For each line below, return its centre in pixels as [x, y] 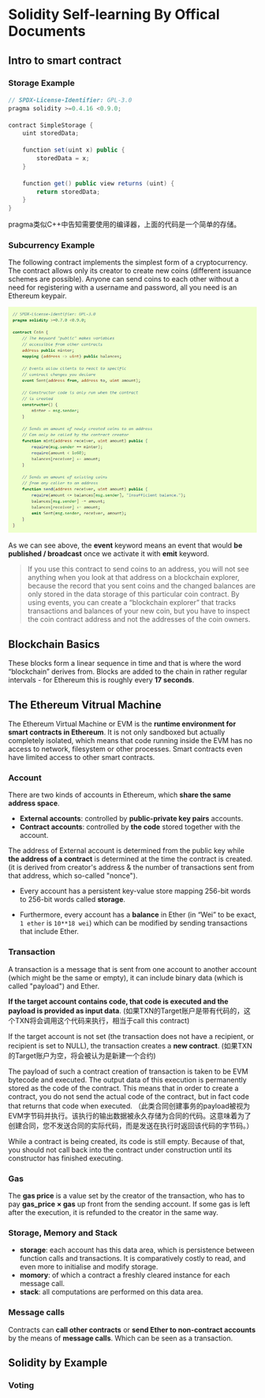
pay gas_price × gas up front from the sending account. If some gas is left [129, 1204]
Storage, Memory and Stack [63, 1232]
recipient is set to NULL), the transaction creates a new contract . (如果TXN [130, 1045]
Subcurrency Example [52, 245]
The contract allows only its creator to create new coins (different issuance [130, 271]
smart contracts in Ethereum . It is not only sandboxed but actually [117, 732]
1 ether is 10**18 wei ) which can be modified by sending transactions [134, 923]
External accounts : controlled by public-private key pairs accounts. [131, 819]
